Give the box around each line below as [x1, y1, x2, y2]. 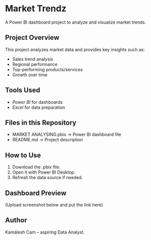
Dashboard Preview [5, 189, 67, 197]
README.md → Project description [12, 137, 83, 143]
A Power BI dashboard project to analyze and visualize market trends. [5, 19, 146, 25]
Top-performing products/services [12, 66, 83, 72]
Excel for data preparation [12, 104, 65, 110]
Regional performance [12, 61, 58, 67]
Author [5, 216, 27, 224]
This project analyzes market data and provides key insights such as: [5, 46, 145, 52]
